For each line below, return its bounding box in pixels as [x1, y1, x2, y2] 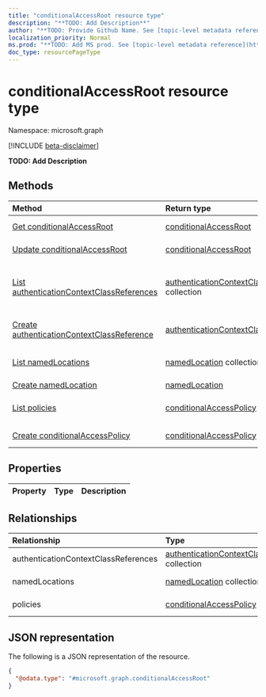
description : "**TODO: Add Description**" [8, 19, 150, 27]
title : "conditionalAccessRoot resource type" [8, 11, 165, 20]
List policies [12, 402, 57, 413]
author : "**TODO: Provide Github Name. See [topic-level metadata [8, 26, 232, 34]
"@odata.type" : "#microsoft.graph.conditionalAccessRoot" [15, 675, 211, 683]
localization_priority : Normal [8, 33, 112, 42]
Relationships [8, 512, 78, 525]
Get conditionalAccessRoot [12, 221, 113, 232]
